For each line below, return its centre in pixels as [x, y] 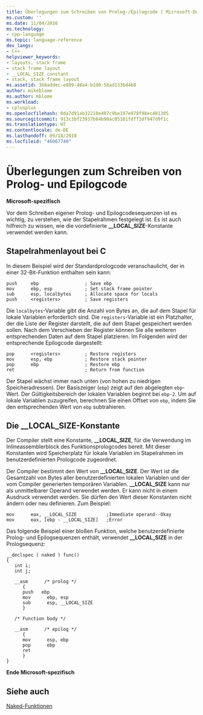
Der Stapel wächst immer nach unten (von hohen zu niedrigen [84, 381]
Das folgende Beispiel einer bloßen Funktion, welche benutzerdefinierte [95, 531]
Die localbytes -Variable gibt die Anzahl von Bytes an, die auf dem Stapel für [101, 310]
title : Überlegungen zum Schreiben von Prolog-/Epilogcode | [85, 12]
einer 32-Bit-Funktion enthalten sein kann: [59, 272]
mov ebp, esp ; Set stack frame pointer [79, 288]
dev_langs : [20, 46]
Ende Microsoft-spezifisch [40, 673]
